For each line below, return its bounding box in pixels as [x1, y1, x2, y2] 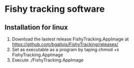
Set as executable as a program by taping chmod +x [11, 47, 120, 52]
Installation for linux [4, 23, 68, 32]
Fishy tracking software [4, 3, 105, 15]
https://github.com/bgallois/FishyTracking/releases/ [11, 41, 119, 47]
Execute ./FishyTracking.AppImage [11, 57, 84, 63]
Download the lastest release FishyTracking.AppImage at [11, 36, 129, 42]
